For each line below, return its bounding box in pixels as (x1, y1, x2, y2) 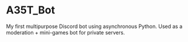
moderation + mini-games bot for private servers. (6, 29, 126, 36)
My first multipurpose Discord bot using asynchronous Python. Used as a (6, 23, 183, 30)
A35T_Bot (6, 3, 55, 17)
